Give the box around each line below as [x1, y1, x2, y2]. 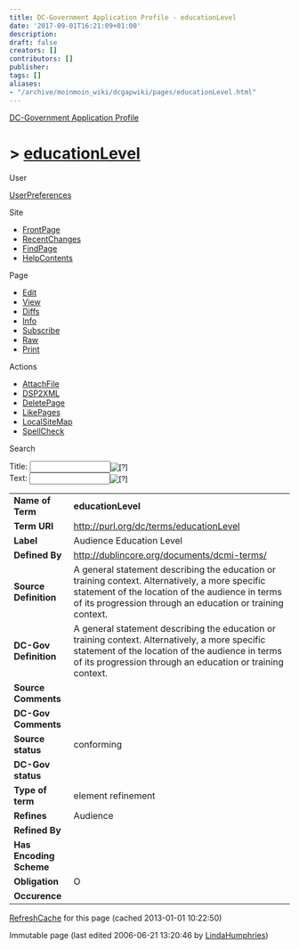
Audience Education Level [73, 535, 182, 547]
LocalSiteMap [21, 416, 73, 428]
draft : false [9, 37, 58, 47]
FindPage [21, 243, 58, 254]
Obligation [13, 875, 60, 888]
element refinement [73, 789, 156, 802]
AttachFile [21, 379, 60, 389]
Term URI [13, 520, 54, 533]
